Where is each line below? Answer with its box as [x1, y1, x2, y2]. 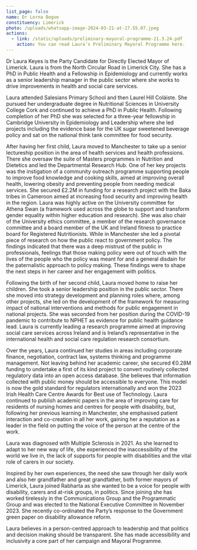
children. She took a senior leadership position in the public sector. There [6, 285, 183, 292]
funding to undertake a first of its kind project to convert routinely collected [6, 365, 189, 372]
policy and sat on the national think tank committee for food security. [6, 131, 173, 138]
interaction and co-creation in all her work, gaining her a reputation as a [6, 415, 180, 422]
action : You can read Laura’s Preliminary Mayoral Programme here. [16, 42, 185, 48]
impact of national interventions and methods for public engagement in [6, 304, 178, 311]
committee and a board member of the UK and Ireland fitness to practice [6, 224, 182, 231]
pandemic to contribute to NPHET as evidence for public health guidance [6, 316, 183, 324]
